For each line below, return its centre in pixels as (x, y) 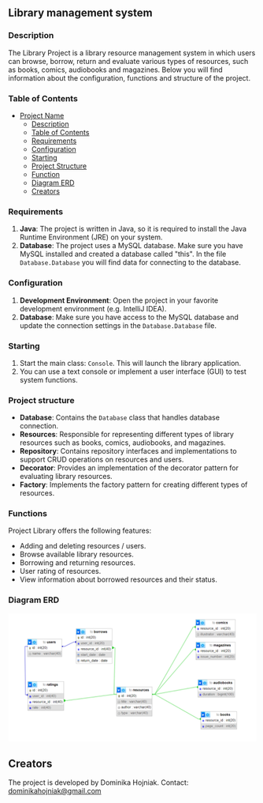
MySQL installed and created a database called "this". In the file (123, 254)
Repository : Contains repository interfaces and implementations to (128, 451)
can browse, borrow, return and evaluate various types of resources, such (128, 61)
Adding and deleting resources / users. (83, 546)
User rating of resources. (60, 571)
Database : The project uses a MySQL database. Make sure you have (131, 246)
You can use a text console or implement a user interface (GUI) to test (133, 371)
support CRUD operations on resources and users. (102, 460)
